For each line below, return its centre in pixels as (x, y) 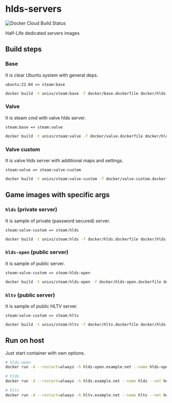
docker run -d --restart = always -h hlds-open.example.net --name (76, 367)
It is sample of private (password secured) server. (58, 221)
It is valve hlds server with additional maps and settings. (64, 160)
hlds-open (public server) (37, 252)
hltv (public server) (30, 295)
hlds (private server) (31, 209)
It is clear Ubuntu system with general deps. (52, 75)
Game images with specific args (58, 195)
